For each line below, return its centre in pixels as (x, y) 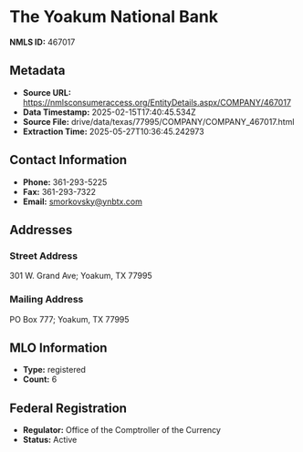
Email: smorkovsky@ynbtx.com (83, 201)
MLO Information (58, 348)
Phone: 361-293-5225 (65, 182)
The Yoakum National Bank (114, 17)
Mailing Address (47, 300)
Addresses (41, 230)
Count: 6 (40, 379)
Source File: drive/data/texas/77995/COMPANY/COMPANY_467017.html (158, 121)
